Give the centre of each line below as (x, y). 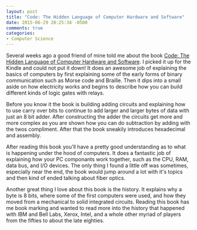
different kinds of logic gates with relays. (55, 93)
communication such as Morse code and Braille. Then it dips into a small (94, 80)
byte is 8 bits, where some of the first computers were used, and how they (96, 195)
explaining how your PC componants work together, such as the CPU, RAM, (97, 159)
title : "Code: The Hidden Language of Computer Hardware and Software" (95, 17)
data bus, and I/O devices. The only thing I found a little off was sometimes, (97, 165)
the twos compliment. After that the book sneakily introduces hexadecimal (96, 129)
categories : (21, 33)
